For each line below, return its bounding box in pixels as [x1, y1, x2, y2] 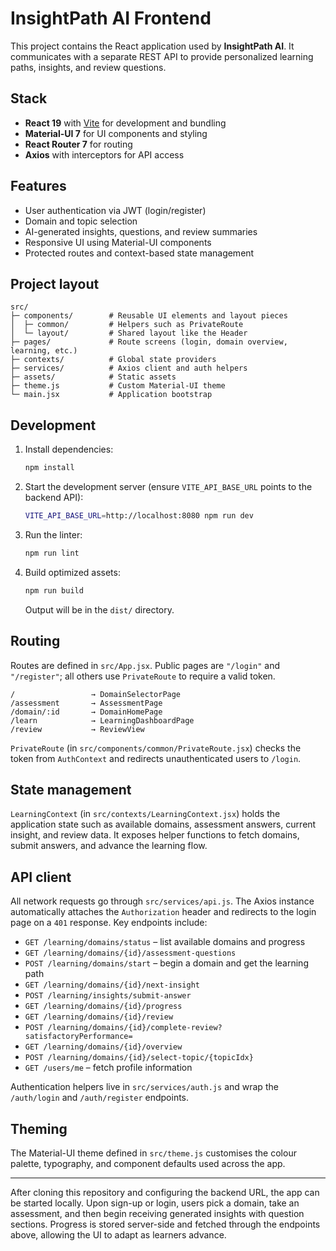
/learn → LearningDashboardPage [10, 715, 195, 726]
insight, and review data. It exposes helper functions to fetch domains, [10, 829, 300, 841]
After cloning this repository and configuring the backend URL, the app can [10, 1186, 320, 1198]
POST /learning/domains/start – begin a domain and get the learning [24, 957, 309, 969]
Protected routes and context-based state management [24, 247, 255, 259]
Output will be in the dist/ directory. [24, 603, 175, 616]
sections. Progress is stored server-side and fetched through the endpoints [10, 1218, 321, 1230]
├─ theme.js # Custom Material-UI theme [10, 381, 226, 391]
